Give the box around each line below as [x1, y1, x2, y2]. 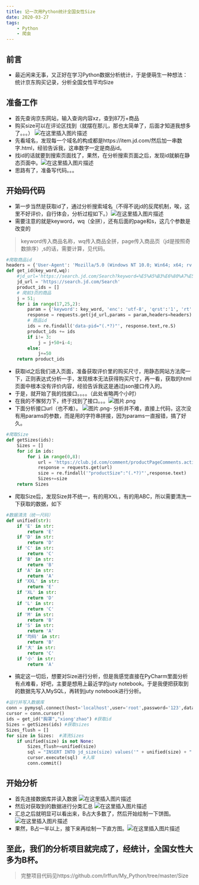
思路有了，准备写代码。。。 [14, 166, 78, 174]
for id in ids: [17, 448, 54, 454]
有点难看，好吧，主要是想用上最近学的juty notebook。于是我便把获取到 [14, 680, 189, 687]
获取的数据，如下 [20, 500, 62, 507]
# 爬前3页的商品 [17, 289, 52, 296]
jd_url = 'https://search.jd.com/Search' [17, 279, 120, 285]
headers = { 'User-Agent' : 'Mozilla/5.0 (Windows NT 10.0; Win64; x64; [6, 262, 184, 268]
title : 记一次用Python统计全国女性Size [6, 8, 96, 15]
